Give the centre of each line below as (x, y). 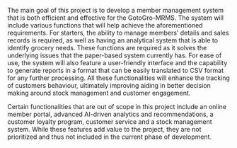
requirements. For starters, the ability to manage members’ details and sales (118, 33)
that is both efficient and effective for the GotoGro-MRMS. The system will (116, 18)
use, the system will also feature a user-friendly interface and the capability (117, 63)
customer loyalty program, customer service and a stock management (110, 122)
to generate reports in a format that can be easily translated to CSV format (116, 70)
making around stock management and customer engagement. (99, 93)
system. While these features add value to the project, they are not (104, 129)
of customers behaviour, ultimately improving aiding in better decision (109, 85)
